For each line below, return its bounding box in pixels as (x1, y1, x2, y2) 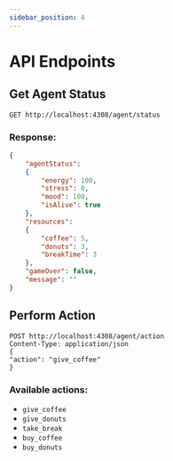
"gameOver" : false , (25, 267, 98, 276)
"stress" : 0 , (41, 184, 90, 193)
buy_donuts (21, 442, 63, 452)
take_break (21, 424, 63, 433)
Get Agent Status (9, 86, 106, 102)
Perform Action (9, 308, 96, 323)
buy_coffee (21, 433, 63, 442)
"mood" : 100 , (41, 192, 90, 201)
